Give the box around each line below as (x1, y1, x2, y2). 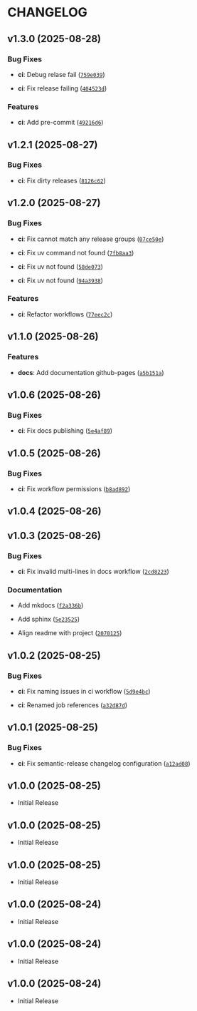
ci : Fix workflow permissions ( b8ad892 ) (17, 484, 131, 493)
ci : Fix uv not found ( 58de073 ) (17, 262, 103, 271)
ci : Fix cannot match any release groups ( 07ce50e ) (17, 235, 164, 243)
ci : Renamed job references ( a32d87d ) (17, 700, 128, 709)
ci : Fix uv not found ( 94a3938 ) (17, 276, 103, 284)
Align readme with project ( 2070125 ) (17, 629, 122, 637)
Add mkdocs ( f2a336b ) (17, 601, 84, 610)
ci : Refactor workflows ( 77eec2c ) (17, 309, 113, 318)
